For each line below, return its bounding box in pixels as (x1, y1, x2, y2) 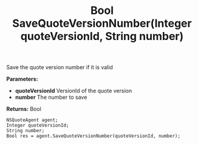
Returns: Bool (6, 106, 41, 113)
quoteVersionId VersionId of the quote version (15, 87, 132, 95)
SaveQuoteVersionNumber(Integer (12, 16, 193, 30)
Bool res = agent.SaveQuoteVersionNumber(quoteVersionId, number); (6, 133, 181, 140)
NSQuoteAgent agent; (6, 117, 59, 123)
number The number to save (15, 93, 87, 101)
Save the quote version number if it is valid (6, 64, 114, 71)
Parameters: (6, 75, 38, 83)
